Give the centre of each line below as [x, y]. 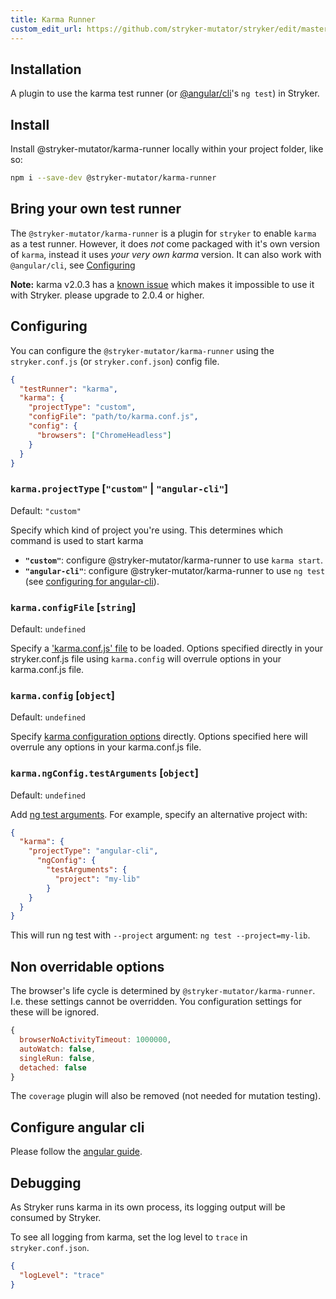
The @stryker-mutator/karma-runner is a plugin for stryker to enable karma [163, 233]
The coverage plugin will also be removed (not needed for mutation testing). [166, 1096]
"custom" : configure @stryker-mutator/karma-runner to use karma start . [174, 560]
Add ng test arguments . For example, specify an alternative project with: [159, 814]
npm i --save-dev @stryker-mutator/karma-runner [113, 178]
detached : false [53, 1067]
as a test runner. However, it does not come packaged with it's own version [165, 243]
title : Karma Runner [53, 19]
